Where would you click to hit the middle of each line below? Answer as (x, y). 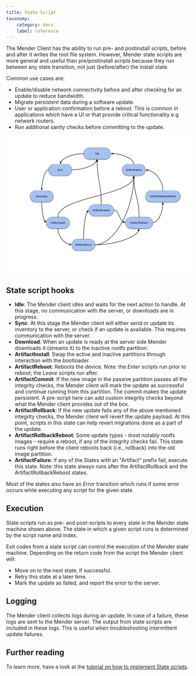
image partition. (33, 454)
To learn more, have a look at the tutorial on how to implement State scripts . (97, 667)
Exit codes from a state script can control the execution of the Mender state (97, 546)
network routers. (35, 121)
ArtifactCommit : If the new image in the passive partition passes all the (101, 379)
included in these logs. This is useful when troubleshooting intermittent (92, 628)
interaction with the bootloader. (52, 361)
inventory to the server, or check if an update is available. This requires (100, 329)
